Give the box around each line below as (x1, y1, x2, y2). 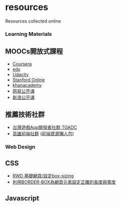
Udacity (12, 71, 29, 77)
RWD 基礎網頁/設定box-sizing (12, 173, 74, 179)
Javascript (5, 194, 39, 202)
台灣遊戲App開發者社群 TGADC (12, 124, 77, 130)
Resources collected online (5, 18, 61, 24)
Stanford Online (12, 76, 45, 82)
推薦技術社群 (5, 110, 45, 119)
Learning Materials (5, 30, 52, 37)
